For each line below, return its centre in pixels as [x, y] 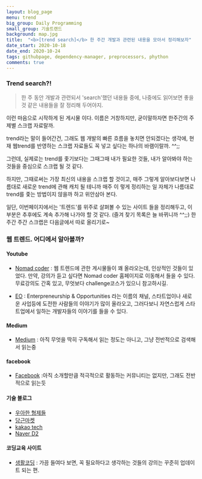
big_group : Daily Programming [44, 23]
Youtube [17, 254]
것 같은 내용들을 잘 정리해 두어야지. [62, 105]
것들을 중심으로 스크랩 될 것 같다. [45, 166]
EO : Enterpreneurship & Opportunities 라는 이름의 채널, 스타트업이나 [98, 296]
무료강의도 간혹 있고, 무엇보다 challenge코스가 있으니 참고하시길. [91, 283]
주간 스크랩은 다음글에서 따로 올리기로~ [63, 222]
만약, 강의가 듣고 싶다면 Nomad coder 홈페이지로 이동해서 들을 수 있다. [112, 275]
